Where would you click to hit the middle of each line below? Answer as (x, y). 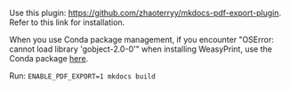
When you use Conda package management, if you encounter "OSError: (141, 40)
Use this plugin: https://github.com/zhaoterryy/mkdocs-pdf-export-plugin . (145, 13)
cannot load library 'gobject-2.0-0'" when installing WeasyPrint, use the (141, 49)
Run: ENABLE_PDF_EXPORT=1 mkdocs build (82, 76)
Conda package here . (49, 58)
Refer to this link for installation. (67, 22)
